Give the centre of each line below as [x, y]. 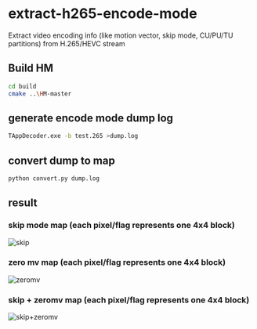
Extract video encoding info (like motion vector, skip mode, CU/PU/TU [121, 35]
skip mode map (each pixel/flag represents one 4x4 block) [121, 226]
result [23, 203]
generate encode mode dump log [91, 118]
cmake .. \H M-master [40, 94]
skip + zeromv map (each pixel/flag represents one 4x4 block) [129, 300]
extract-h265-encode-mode [103, 14]
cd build [22, 86]
